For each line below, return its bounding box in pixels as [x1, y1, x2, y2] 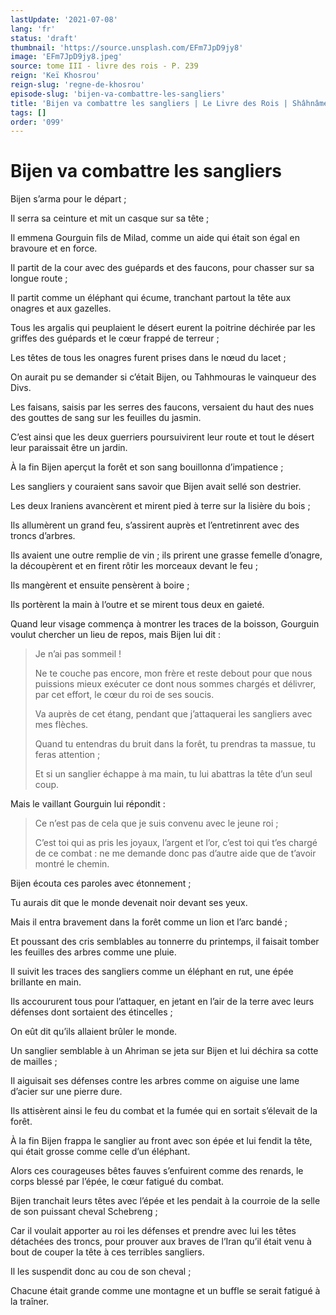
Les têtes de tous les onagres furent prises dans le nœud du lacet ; [10, 352, 287, 364]
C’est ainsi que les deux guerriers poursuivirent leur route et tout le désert [10, 431, 315, 443]
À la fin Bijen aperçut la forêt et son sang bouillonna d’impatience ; [10, 461, 284, 473]
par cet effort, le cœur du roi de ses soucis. [34, 689, 215, 701]
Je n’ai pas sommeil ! [34, 648, 122, 660]
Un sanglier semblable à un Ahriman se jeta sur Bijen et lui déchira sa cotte [10, 1045, 319, 1057]
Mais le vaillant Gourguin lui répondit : [10, 798, 166, 810]
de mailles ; [10, 1056, 58, 1068]
